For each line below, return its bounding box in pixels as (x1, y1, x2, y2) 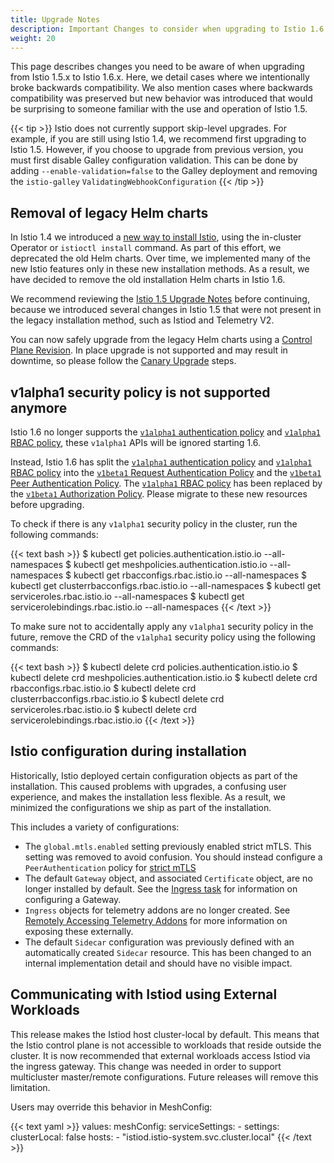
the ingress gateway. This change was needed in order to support (10, 1060, 282, 1072)
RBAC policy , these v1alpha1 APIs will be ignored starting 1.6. (10, 437, 262, 448)
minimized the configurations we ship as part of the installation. (10, 801, 272, 813)
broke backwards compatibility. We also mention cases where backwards (10, 82, 313, 94)
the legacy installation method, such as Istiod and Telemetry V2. (10, 314, 275, 326)
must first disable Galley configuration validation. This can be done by (10, 154, 298, 166)
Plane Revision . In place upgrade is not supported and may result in (10, 344, 288, 356)
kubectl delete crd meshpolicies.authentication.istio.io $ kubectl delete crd (10, 672, 318, 683)
